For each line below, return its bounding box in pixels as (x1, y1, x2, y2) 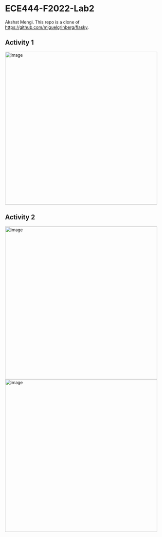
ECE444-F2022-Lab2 (5, 3, 95, 14)
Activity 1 (5, 39, 34, 47)
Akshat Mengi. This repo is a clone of (5, 19, 80, 25)
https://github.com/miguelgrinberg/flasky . (5, 24, 89, 30)
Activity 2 (5, 213, 36, 221)
